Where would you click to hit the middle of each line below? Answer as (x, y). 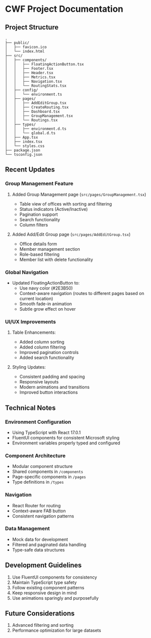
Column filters (33, 225)
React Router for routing (36, 505)
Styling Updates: (29, 367)
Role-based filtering (39, 254)
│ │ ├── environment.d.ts (36, 129)
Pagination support (39, 214)
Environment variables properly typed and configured (66, 443)
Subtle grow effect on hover (47, 309)
